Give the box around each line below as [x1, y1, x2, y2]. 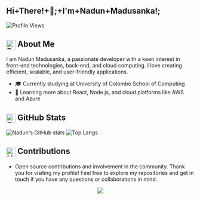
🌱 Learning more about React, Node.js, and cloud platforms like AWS [14, 89, 184, 96]
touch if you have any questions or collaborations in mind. [14, 176, 158, 183]
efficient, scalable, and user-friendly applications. [6, 68, 128, 75]
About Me [17, 39, 55, 50]
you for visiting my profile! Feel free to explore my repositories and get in [14, 169, 194, 176]
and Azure [14, 95, 41, 102]
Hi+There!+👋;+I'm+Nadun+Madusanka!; [6, 6, 161, 16]
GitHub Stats [17, 112, 66, 122]
